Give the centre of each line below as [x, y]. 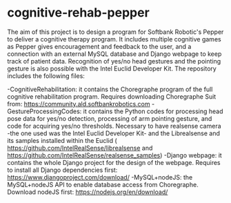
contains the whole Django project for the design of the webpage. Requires [114, 162]
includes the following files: [46, 76]
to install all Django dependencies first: [62, 170]
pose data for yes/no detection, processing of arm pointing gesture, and [110, 118]
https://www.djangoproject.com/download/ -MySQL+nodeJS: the [100, 177]
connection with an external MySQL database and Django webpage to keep [114, 54]
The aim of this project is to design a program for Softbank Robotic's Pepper [115, 32]
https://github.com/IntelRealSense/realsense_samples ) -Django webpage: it [114, 155]
